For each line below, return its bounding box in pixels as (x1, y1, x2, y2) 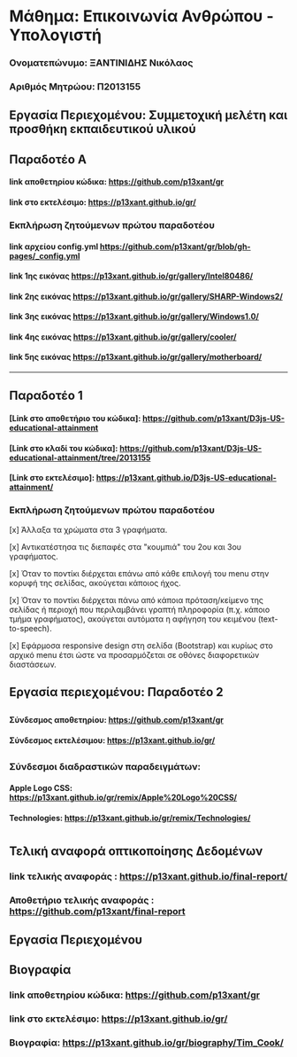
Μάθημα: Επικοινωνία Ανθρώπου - (9, 6, 274, 27)
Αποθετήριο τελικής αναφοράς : (9, 894, 155, 906)
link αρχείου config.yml (9, 241, 99, 252)
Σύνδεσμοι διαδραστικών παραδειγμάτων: (9, 761, 202, 773)
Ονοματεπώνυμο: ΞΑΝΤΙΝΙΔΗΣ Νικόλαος (9, 57, 194, 69)
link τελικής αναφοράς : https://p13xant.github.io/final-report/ (9, 870, 288, 882)
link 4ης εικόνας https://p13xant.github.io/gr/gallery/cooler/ (9, 331, 237, 342)
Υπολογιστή (9, 25, 103, 45)
